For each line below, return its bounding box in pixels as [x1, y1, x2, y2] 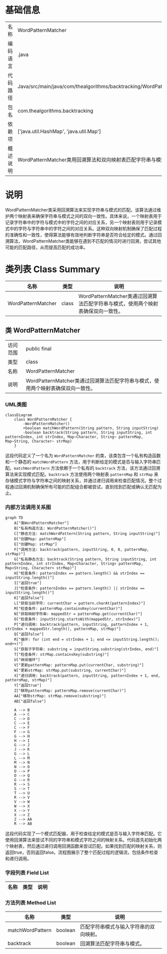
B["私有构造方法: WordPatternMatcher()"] [14, 526, 97, 531]
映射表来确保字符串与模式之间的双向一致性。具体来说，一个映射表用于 [18, 213, 162, 219]
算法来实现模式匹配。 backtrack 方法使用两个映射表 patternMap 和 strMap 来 [5, 471, 159, 477]
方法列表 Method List [5, 900, 56, 907]
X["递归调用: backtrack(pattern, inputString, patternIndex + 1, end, [14, 673, 161, 678]
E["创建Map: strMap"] [14, 542, 57, 547]
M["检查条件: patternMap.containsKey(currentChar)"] [14, 606, 123, 611]
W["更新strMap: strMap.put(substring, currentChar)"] [14, 668, 126, 673]
